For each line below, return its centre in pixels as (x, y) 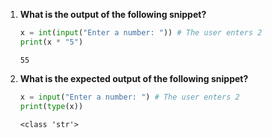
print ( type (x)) (51, 106)
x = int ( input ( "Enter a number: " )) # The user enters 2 (141, 33)
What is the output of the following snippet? (113, 14)
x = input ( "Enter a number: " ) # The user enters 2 (129, 97)
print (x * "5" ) (51, 42)
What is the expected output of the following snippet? (134, 78)
